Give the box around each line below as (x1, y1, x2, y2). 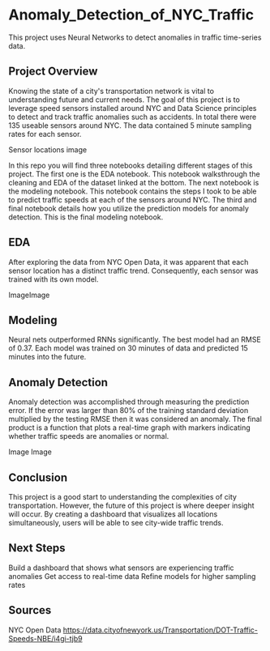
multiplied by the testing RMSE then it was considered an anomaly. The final (8, 415, 262, 424)
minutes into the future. (8, 352, 87, 362)
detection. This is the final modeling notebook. (8, 212, 164, 222)
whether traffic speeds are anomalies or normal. (8, 432, 169, 441)
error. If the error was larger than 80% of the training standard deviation (8, 406, 249, 415)
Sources (8, 603, 52, 617)
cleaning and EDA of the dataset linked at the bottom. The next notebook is (8, 177, 259, 187)
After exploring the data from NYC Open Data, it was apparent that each (8, 257, 249, 266)
